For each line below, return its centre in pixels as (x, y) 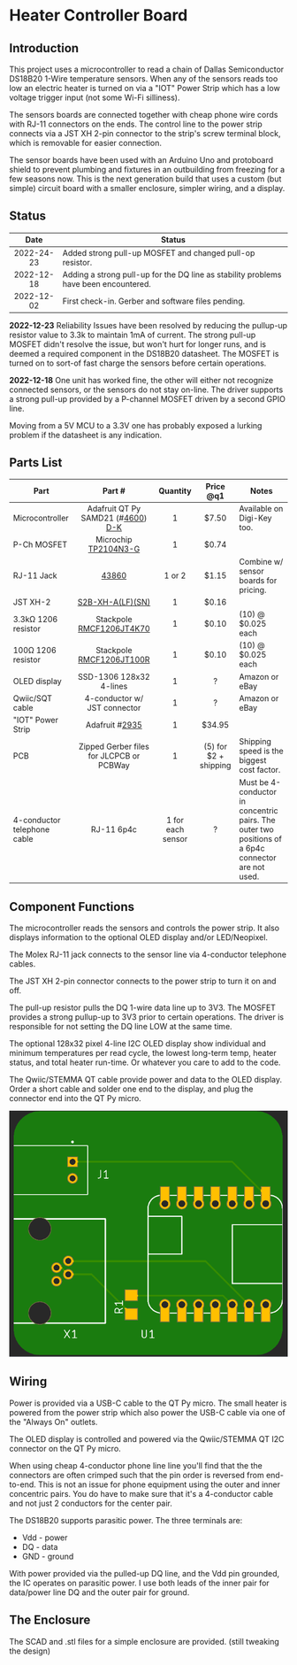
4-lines (114, 686)
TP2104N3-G (114, 549)
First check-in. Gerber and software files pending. (154, 301)
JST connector (114, 707)
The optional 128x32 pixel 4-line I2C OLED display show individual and (138, 1043)
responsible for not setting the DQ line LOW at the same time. (121, 1026)
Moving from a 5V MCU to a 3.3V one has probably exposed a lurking (136, 425)
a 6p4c (252, 848)
